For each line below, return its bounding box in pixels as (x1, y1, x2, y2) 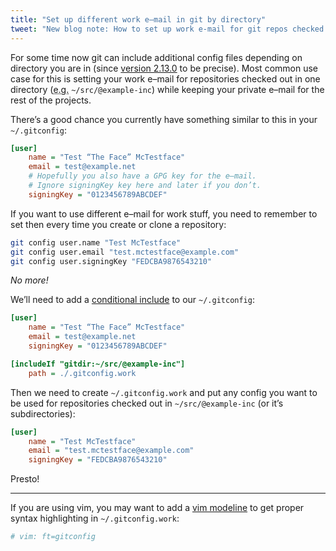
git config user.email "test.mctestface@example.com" (10, 247, 240, 257)
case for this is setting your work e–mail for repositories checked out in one (10, 72, 321, 85)
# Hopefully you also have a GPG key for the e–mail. (28, 171, 257, 181)
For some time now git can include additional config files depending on (10, 51, 303, 63)
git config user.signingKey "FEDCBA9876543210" (10, 256, 213, 266)
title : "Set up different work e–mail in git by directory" (10, 14, 267, 25)
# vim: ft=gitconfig (10, 532, 97, 542)
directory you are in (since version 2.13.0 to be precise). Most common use (10, 62, 318, 74)
